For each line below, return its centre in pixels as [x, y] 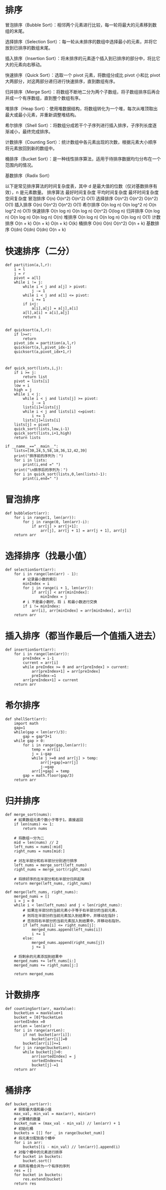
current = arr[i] [41, 663]
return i [32, 317]
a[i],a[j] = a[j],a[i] [55, 308]
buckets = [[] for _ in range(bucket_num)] [60, 1133]
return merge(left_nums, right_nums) [53, 883]
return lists [27, 438]
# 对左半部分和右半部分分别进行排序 [46, 861]
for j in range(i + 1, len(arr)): [58, 588]
